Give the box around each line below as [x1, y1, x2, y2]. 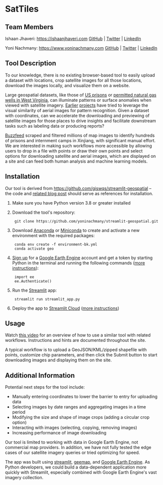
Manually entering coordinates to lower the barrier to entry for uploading [12, 393, 158, 400]
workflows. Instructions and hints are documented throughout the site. [5, 337, 146, 343]
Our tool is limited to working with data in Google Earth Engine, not [5, 439, 139, 445]
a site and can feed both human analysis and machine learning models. [5, 158, 148, 164]
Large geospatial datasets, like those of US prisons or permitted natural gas [5, 92, 157, 98]
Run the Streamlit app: [12, 287, 57, 293]
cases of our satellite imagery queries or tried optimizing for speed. [5, 449, 140, 456]
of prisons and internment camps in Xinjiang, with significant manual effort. [5, 137, 156, 143]
